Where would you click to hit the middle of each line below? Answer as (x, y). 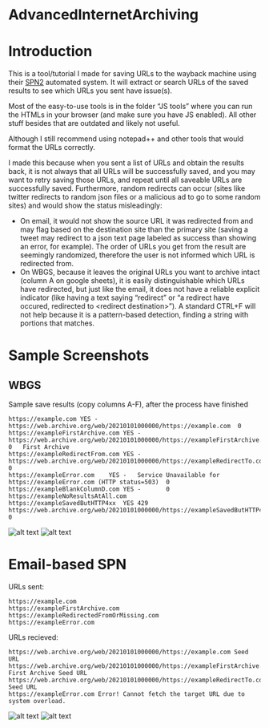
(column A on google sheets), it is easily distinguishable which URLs (132, 281)
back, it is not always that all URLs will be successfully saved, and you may (132, 172)
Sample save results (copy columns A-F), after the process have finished (128, 404)
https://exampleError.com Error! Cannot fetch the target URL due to (127, 694)
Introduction (50, 52)
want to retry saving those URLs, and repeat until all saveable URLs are (125, 180)
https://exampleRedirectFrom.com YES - (75, 455)
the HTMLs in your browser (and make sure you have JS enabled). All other (132, 115)
